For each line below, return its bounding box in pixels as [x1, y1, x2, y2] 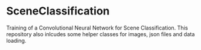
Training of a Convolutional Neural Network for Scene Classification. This [6, 24, 188, 31]
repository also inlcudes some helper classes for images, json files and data [6, 30, 195, 37]
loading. [6, 37, 27, 44]
